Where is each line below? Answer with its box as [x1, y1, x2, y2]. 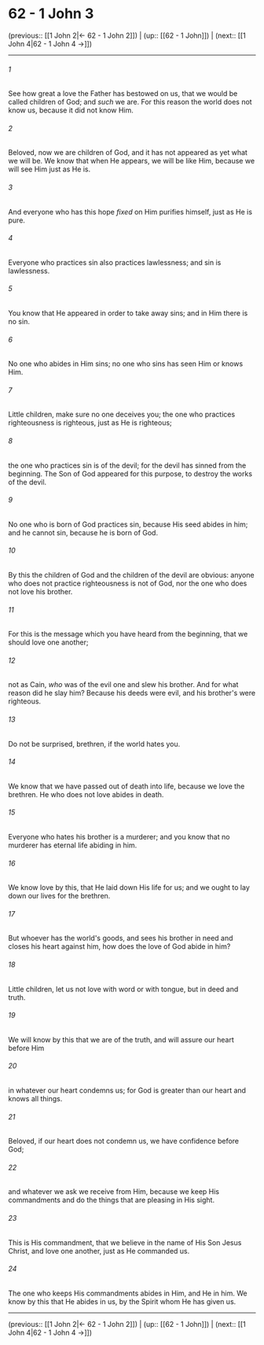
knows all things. [8, 1094, 63, 1103]
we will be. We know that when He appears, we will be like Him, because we [8, 156, 255, 166]
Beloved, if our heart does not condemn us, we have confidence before [8, 1137, 240, 1146]
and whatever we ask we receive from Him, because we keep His [8, 1187, 220, 1196]
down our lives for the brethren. [8, 891, 111, 901]
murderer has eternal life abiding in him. [8, 840, 137, 850]
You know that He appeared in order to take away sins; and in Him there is [8, 308, 248, 318]
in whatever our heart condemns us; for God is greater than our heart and [8, 1086, 246, 1095]
